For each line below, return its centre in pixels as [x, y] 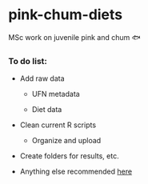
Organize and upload [66, 141]
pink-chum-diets [66, 15]
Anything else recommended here [76, 172]
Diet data [47, 110]
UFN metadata [56, 94]
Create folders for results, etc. [69, 156]
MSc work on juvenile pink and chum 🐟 [75, 37]
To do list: [28, 61]
